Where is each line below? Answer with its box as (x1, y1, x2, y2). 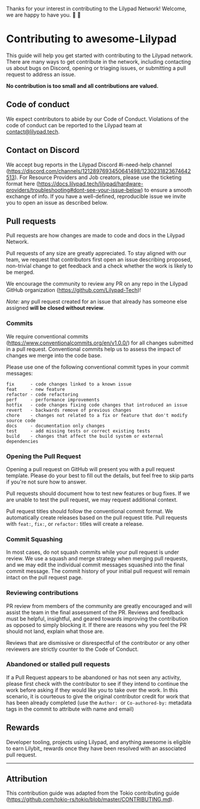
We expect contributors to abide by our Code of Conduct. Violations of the (6, 115, 189, 123)
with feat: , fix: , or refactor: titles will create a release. (6, 520, 144, 527)
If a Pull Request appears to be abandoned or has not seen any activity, (6, 673, 182, 681)
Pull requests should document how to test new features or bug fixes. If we (6, 490, 190, 497)
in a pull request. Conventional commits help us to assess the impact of (6, 345, 182, 353)
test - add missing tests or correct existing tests (6, 428, 151, 434)
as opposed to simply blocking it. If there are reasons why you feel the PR (6, 621, 187, 628)
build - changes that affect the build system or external (6, 433, 164, 439)
